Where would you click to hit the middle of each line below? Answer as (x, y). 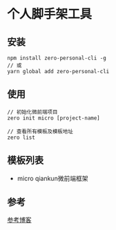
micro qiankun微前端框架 (52, 178)
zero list (21, 137)
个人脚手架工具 (50, 14)
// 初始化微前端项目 (32, 112)
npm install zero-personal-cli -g (57, 58)
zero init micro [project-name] (54, 118)
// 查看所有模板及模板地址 (40, 131)
